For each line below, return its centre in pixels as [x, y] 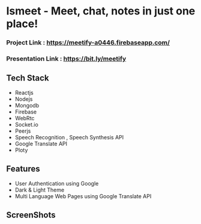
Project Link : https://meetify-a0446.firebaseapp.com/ [88, 43]
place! [22, 24]
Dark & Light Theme [40, 190]
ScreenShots [31, 215]
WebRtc [25, 118]
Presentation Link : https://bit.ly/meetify [66, 59]
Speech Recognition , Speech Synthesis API [69, 137]
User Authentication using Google [57, 183]
